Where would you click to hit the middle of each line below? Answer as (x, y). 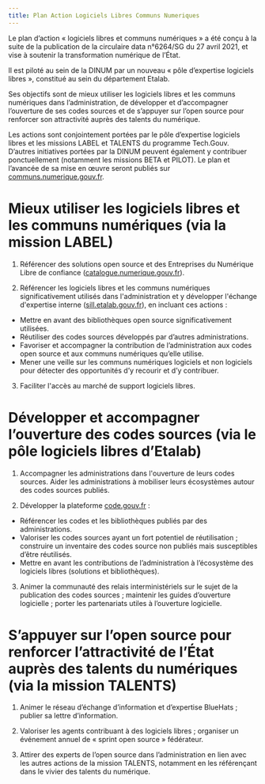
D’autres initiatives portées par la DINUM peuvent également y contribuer (128, 151)
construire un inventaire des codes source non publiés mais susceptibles (138, 546)
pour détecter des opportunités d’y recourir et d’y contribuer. (119, 370)
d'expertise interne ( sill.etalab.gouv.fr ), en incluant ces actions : (123, 305)
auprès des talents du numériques (123, 668)
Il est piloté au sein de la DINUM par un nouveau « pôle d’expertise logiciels (131, 70)
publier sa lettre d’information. (69, 716)
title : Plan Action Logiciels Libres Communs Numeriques (104, 15)
